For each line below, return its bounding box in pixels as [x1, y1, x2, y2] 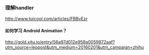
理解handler [5, 4, 34, 11]
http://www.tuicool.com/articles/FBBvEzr [5, 16, 88, 22]
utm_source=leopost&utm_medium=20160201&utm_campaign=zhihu [5, 44, 144, 50]
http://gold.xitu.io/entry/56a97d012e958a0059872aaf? [5, 39, 115, 45]
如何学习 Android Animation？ [5, 27, 67, 33]
